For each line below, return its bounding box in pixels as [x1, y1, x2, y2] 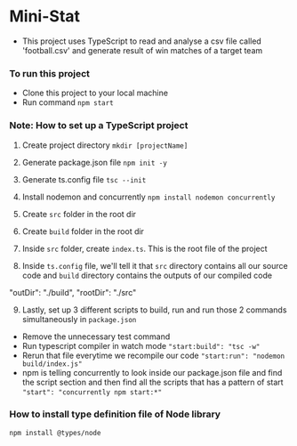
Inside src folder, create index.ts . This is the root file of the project [21, 243, 269, 254]
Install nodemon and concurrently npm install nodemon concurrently [21, 191, 276, 202]
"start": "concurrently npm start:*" [21, 387, 163, 397]
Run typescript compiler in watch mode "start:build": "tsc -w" [21, 340, 261, 351]
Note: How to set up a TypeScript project [9, 119, 189, 132]
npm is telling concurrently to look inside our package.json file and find [21, 367, 283, 377]
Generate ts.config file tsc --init [21, 174, 147, 184]
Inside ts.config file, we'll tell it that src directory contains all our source [21, 260, 288, 271]
